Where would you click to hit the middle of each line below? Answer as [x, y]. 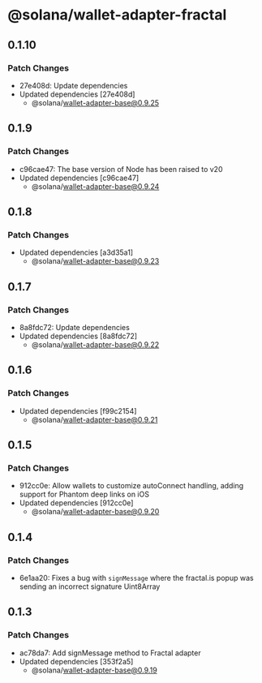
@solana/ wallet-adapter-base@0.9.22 [95, 344]
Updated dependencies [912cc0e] [76, 503]
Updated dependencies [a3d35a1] [76, 252]
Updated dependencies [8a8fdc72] [78, 336]
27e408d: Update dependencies [73, 85]
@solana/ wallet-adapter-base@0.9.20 [95, 512]
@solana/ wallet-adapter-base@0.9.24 [95, 186]
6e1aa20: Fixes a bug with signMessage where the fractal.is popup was [136, 578]
